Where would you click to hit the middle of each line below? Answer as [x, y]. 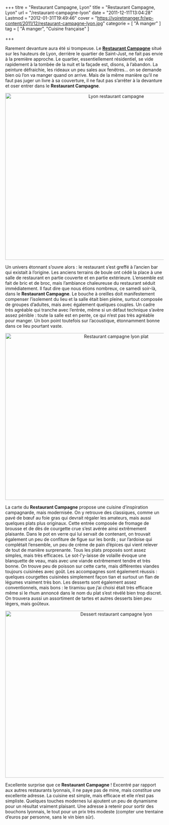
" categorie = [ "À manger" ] [132, 23]
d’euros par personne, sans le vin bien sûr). [50, 817]
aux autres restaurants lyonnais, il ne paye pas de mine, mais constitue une [83, 790]
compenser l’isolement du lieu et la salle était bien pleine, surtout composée [84, 299]
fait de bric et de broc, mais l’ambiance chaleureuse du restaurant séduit [80, 283]
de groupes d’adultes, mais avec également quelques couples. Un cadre [80, 304]
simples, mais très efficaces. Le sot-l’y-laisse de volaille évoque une [76, 555]
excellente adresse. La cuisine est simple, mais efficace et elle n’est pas [80, 795]
